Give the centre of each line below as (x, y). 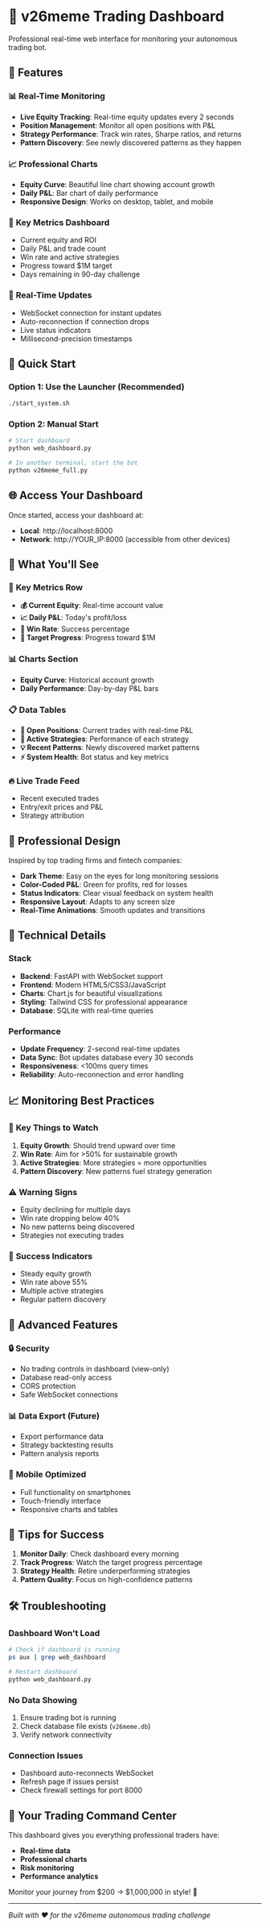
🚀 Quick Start (42, 363)
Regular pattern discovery (63, 1299)
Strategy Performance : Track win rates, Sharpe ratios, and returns (131, 134)
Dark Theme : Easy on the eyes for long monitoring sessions (119, 876)
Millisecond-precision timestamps (76, 339)
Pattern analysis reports (59, 1454)
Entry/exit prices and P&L (61, 807)
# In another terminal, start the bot (73, 463)
